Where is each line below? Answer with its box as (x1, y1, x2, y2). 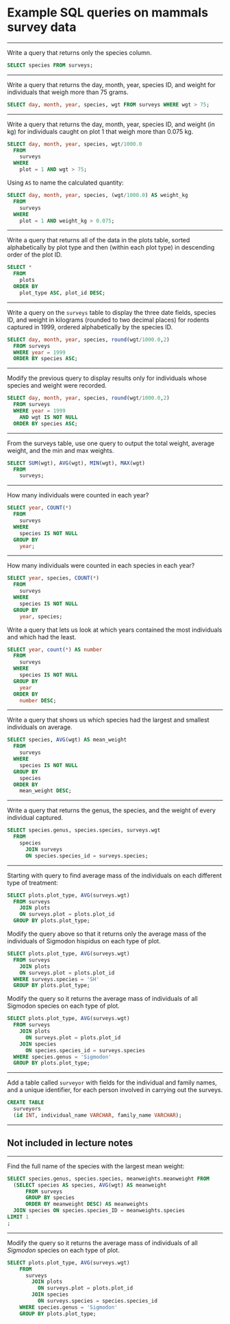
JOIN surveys (25, 846, 63, 853)
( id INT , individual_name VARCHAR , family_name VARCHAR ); (13, 1112, 183, 1119)
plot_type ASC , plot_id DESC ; (19, 289, 106, 296)
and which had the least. (7, 633, 77, 641)
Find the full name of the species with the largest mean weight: (7, 1161, 185, 1170)
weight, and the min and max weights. (7, 446, 114, 454)
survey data (7, 19, 77, 35)
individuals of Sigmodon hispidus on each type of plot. (7, 937, 161, 945)
